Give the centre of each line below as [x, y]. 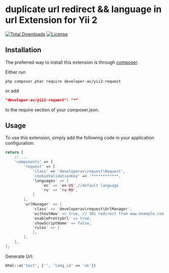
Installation [23, 50]
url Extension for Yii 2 [51, 20]
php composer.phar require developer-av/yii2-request [63, 81]
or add [12, 91]
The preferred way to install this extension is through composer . [72, 62]
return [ [14, 152]
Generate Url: [19, 256]
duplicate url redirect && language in [83, 9]
